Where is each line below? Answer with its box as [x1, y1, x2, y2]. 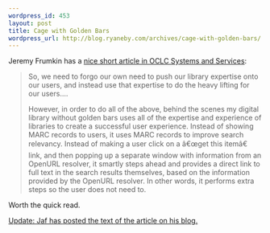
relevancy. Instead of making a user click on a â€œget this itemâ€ [27, 139, 248, 149]
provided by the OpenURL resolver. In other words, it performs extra [27, 176, 255, 186]
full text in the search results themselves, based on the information [27, 168, 250, 178]
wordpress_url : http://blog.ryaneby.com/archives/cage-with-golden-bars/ [8, 34, 262, 43]
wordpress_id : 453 [8, 11, 70, 20]
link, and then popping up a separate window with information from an [27, 150, 262, 161]
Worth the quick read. [8, 200, 81, 210]
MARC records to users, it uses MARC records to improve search [27, 130, 244, 140]
